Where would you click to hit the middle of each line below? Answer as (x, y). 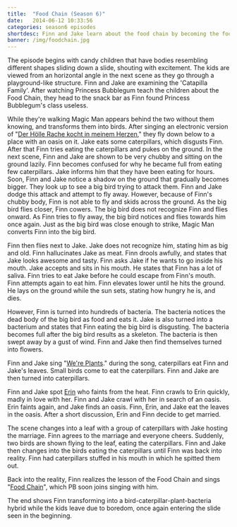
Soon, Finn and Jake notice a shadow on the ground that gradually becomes (118, 179)
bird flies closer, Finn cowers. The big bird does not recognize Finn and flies (117, 209)
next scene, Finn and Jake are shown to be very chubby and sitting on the (115, 157)
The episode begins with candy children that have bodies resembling (108, 60)
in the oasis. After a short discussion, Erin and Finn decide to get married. (114, 415)
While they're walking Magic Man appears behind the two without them (111, 119)
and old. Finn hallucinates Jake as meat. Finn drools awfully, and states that (117, 253)
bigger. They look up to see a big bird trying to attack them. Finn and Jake (115, 187)
